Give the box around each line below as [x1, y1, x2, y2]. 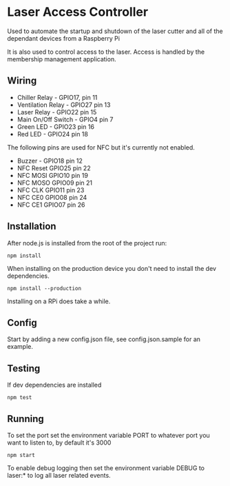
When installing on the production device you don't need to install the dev [7, 264, 217, 272]
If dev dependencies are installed [7, 381, 102, 389]
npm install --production [7, 285, 81, 292]
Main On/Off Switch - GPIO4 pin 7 [17, 115, 114, 123]
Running [7, 413, 45, 425]
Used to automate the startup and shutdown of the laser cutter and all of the [7, 27, 223, 35]
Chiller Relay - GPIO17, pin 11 [17, 93, 98, 101]
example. [7, 343, 33, 351]
